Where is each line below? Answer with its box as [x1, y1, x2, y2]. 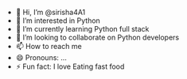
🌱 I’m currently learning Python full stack [15, 24, 150, 33]
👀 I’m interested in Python [15, 16, 101, 25]
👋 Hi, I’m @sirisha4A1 [15, 8, 86, 17]
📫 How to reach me [15, 42, 82, 51]
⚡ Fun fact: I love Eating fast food [15, 62, 125, 71]
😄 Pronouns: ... [15, 53, 68, 62]
